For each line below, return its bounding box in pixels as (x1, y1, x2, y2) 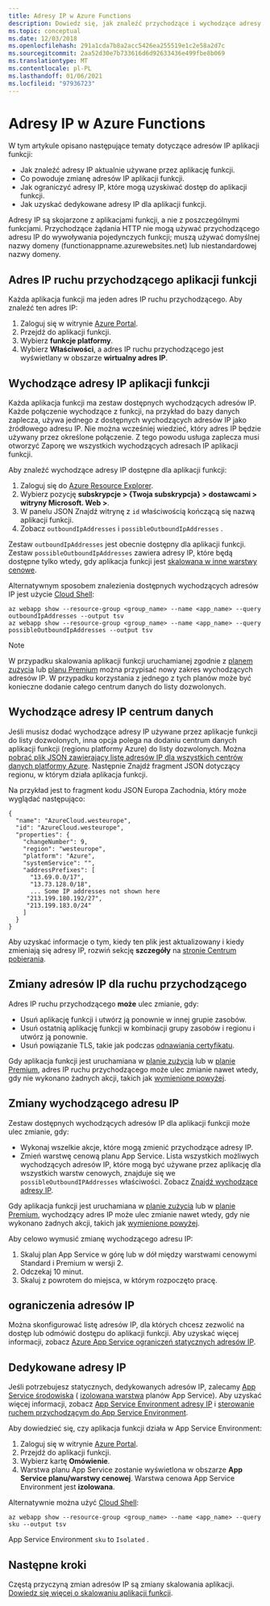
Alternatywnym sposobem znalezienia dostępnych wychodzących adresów (8, 581, 260, 591)
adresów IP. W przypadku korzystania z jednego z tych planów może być (8, 673, 252, 683)
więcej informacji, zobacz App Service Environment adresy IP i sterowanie (8, 1399, 255, 1409)
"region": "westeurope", (23, 845, 106, 853)
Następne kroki (8, 1558, 87, 1572)
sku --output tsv (8, 1520, 67, 1528)
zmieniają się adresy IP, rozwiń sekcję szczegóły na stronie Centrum (8, 945, 237, 955)
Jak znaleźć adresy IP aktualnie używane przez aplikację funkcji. (19, 165, 235, 175)
